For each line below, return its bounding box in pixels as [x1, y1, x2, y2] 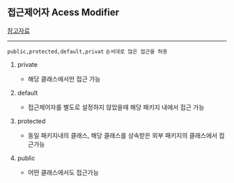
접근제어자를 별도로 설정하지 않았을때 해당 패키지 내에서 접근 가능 [27, 103, 205, 111]
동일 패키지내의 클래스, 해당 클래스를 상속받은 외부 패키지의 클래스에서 [27, 131, 218, 139]
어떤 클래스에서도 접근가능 [27, 168, 100, 176]
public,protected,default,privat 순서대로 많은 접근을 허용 [7, 48, 168, 55]
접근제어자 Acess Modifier [7, 6, 120, 19]
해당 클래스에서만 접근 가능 [27, 74, 101, 83]
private [17, 60, 38, 68]
